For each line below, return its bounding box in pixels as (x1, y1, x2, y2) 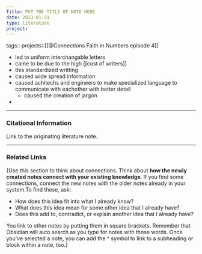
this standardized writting (14, 67, 78, 74)
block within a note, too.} (6, 241, 68, 248)
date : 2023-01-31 (6, 14, 50, 20)
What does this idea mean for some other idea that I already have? (14, 204, 180, 211)
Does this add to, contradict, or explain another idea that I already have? (14, 210, 194, 217)
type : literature (6, 20, 50, 26)
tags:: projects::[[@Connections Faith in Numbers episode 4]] (6, 42, 159, 49)
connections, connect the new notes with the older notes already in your (6, 180, 186, 187)
